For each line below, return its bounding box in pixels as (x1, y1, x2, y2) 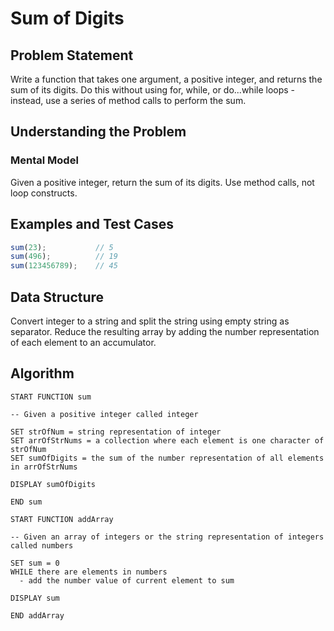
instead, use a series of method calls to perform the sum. (10, 95, 247, 106)
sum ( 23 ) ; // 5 (10, 242, 114, 252)
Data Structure (10, 288, 105, 306)
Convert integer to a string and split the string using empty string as (10, 315, 290, 327)
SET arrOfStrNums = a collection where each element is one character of (10, 435, 325, 446)
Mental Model (10, 153, 79, 167)
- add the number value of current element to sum (19, 575, 235, 586)
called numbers (10, 540, 74, 551)
